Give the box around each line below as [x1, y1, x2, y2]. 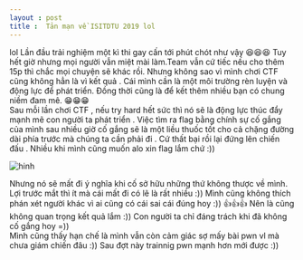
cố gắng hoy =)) [9, 220, 70, 231]
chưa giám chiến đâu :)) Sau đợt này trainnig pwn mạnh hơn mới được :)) [9, 239, 279, 250]
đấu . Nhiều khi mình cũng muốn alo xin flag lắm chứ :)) [9, 142, 215, 154]
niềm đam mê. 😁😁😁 [9, 94, 90, 105]
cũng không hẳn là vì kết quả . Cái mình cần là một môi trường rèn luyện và [9, 75, 288, 86]
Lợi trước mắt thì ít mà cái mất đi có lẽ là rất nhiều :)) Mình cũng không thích [9, 188, 291, 198]
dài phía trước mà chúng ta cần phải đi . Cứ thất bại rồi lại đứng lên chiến [9, 133, 280, 144]
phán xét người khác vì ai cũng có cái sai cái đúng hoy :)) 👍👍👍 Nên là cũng [9, 197, 295, 208]
